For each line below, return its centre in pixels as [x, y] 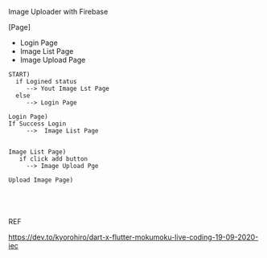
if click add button [53, 159]
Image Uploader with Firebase [58, 12]
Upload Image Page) [41, 180]
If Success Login [37, 124]
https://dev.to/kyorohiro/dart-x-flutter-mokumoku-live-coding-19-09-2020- [133, 237]
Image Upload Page [53, 60]
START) [19, 75]
